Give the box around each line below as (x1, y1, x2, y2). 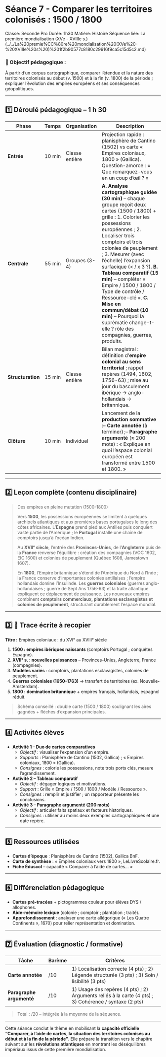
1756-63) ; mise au (101, 377, 148, 384)
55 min (44, 260, 61, 267)
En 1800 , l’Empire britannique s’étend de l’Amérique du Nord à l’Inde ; (17, 569, 159, 575)
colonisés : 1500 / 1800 (5, 14, 102, 25)
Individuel (66, 438, 88, 445)
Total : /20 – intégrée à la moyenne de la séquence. (17, 1011, 122, 1017)
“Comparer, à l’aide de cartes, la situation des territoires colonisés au (5, 1030, 150, 1036)
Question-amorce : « (101, 162, 151, 169)
